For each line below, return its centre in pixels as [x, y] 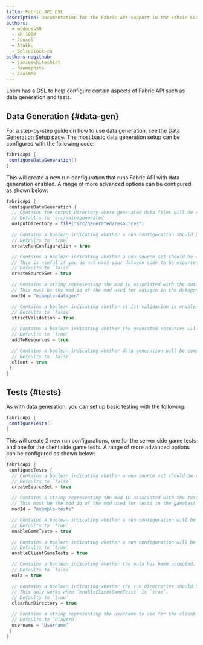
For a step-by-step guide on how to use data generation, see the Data [93, 131]
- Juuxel [23, 40]
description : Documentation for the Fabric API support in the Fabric [97, 18]
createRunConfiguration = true [51, 246]
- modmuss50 [27, 29]
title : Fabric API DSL [35, 12]
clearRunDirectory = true [44, 603]
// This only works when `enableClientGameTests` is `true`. [90, 592]
